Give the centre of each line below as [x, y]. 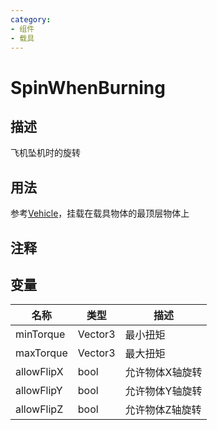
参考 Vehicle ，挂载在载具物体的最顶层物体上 [100, 213]
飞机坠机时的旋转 [45, 153]
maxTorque [41, 353]
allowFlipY [39, 391]
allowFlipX [39, 372]
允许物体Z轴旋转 [163, 410]
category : [31, 19]
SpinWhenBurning [88, 87]
